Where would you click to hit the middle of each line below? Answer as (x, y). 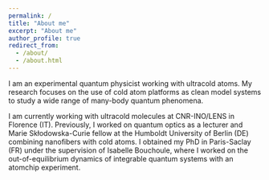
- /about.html (39, 61)
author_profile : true (45, 38)
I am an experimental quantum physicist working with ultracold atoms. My (130, 83)
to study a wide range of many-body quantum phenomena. (106, 100)
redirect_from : (34, 46)
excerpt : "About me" (43, 31)
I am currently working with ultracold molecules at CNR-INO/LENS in (122, 116)
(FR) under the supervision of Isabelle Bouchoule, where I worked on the (128, 150)
